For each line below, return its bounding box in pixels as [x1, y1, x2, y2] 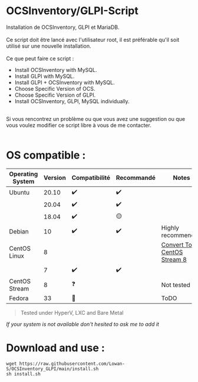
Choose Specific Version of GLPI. [14, 91, 96, 98]
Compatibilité [71, 173, 111, 182]
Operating [9, 170, 38, 178]
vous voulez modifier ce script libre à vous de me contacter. [6, 121, 151, 129]
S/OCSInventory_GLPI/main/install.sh [6, 365, 99, 372]
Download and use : [6, 341, 105, 355]
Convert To [161, 241, 193, 249]
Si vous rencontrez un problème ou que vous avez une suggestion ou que [6, 115, 186, 122]
